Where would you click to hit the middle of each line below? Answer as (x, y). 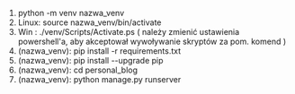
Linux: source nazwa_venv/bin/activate (89, 22)
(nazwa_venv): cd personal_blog (77, 70)
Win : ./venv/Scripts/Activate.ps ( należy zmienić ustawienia (129, 32)
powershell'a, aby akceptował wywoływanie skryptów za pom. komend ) (152, 41)
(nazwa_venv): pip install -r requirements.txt (99, 51)
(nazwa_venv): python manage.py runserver (99, 79)
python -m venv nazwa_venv (71, 13)
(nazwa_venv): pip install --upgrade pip (90, 60)
